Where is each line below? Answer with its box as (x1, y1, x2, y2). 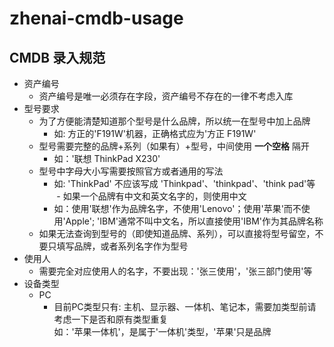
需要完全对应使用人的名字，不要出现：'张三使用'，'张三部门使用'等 (38, 265, 313, 277)
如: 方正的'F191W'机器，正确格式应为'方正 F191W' (53, 128, 257, 139)
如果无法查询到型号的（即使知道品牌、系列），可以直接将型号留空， (38, 228, 316, 239)
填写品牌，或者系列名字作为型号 (56, 240, 189, 252)
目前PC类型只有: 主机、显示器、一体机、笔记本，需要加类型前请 (53, 301, 317, 312)
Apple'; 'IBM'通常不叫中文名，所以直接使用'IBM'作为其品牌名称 (65, 215, 324, 227)
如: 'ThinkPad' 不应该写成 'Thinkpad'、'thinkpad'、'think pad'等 (53, 178, 316, 189)
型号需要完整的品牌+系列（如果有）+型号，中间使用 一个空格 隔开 (38, 140, 310, 152)
